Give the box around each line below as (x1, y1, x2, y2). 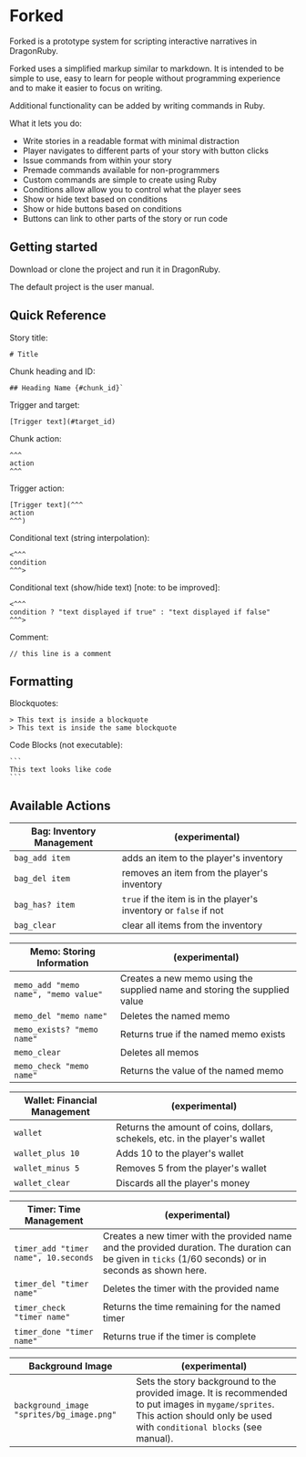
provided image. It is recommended (136, 1387, 289, 1400)
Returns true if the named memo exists (119, 1028, 286, 1041)
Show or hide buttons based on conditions (22, 203, 182, 214)
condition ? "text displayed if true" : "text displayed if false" (9, 608, 271, 617)
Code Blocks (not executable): (9, 740, 123, 751)
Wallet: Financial (24, 1094, 97, 1107)
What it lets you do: (9, 118, 82, 129)
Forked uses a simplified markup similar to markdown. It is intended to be (9, 63, 284, 74)
